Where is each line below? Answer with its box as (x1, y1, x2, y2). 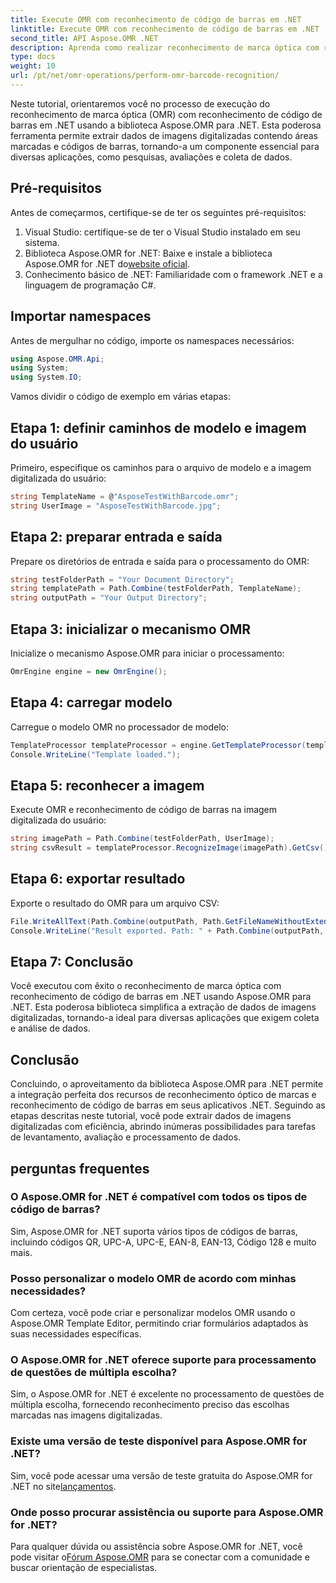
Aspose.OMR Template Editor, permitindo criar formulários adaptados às (10, 1317, 309, 1330)
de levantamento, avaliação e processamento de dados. (10, 1131, 242, 1143)
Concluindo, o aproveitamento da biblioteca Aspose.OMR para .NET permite (10, 1078, 324, 1090)
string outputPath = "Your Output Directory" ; (10, 593, 208, 603)
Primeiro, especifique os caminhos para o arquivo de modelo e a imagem (10, 461, 312, 473)
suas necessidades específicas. (10, 1328, 142, 1340)
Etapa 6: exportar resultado (10, 871, 186, 888)
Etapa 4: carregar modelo (10, 694, 173, 711)
